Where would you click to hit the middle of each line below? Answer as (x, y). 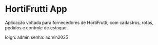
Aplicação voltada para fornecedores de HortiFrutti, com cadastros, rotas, (79, 22)
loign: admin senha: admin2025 (37, 37)
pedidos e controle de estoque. (37, 27)
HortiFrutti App (36, 9)
